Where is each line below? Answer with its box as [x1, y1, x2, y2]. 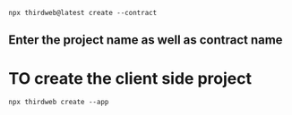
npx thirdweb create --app [8, 98, 109, 107]
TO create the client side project [8, 68, 253, 88]
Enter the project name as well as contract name [8, 32, 283, 48]
